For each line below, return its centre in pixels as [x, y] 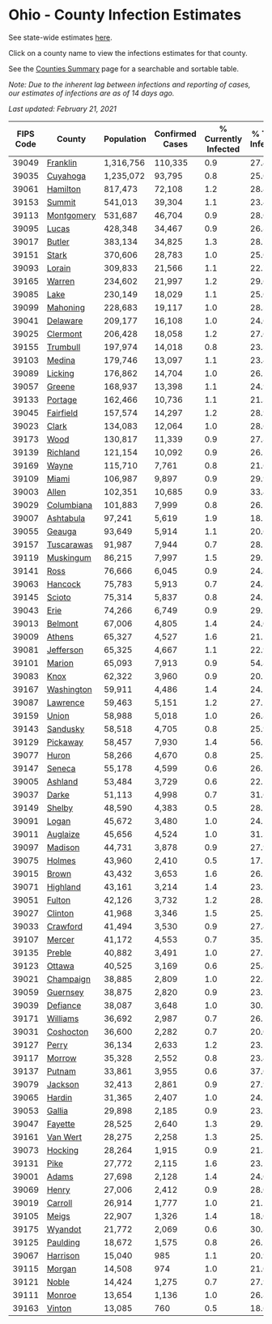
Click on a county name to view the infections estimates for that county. [128, 53]
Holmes [62, 861]
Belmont [62, 623]
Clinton [60, 913]
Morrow [62, 1057]
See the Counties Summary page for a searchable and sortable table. [124, 68]
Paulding [64, 1242]
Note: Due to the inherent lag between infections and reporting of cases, [130, 84]
